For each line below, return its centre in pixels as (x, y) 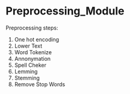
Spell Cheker (30, 65)
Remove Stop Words (40, 84)
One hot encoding (37, 39)
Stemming (27, 78)
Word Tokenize (33, 52)
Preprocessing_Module (65, 11)
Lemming (26, 71)
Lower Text (28, 46)
